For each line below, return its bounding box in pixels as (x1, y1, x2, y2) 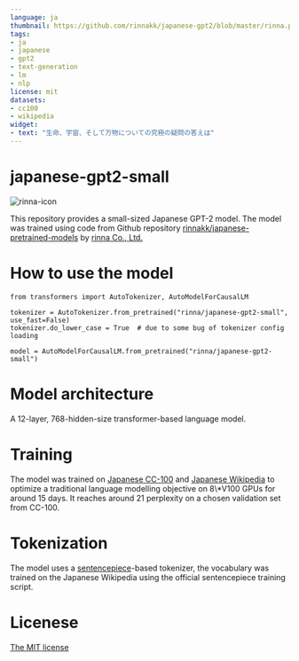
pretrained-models (10, 232, 79, 242)
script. (10, 581, 34, 592)
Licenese (10, 612, 79, 633)
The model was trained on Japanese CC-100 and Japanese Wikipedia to (10, 474, 275, 484)
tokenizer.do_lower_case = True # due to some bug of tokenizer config (10, 323, 285, 333)
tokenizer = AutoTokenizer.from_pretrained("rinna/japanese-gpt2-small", (10, 308, 289, 317)
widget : (10, 121, 39, 130)
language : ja (10, 12, 59, 22)
